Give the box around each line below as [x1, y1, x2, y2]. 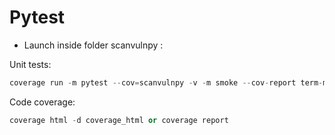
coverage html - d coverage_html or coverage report [9, 115, 229, 125]
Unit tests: [9, 58, 52, 70]
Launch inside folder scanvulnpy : [23, 39, 164, 51]
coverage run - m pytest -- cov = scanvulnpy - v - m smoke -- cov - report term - [9, 77, 324, 88]
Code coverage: [9, 96, 76, 108]
